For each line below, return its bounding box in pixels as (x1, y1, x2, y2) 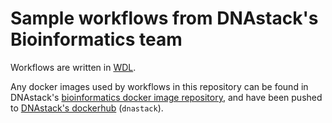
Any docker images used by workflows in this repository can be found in (10, 80, 309, 92)
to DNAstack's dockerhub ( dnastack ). (10, 102, 164, 114)
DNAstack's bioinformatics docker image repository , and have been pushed (10, 91, 323, 103)
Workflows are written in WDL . (10, 61, 137, 73)
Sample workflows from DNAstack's (10, 7, 319, 30)
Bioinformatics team (10, 28, 183, 51)
